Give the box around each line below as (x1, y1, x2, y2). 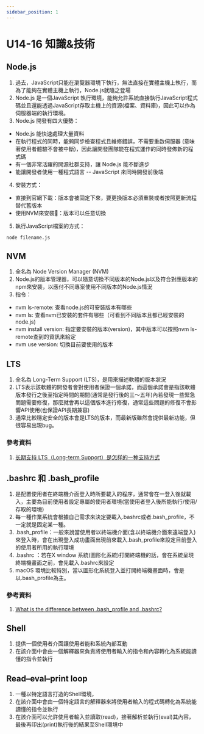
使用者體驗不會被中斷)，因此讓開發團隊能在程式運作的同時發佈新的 (20, 145, 188, 153)
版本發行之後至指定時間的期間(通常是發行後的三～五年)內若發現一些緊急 (15, 391, 196, 399)
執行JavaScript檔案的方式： (15, 222, 85, 230)
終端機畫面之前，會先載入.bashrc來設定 (15, 559, 114, 567)
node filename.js (6, 234, 51, 241)
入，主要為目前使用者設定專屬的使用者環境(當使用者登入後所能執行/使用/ (15, 498, 197, 506)
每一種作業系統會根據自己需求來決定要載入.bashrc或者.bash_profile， (15, 514, 190, 521)
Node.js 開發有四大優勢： (15, 117, 79, 124)
